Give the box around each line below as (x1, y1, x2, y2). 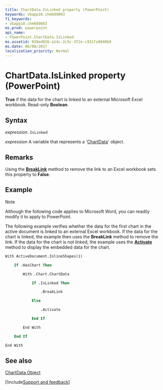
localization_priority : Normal (5, 48, 70, 53)
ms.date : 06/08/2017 (5, 44, 48, 49)
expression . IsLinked (5, 129, 48, 135)
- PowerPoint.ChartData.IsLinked (5, 35, 74, 40)
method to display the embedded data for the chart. (5, 244, 111, 250)
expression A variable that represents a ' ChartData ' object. (5, 139, 124, 145)
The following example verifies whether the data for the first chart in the (5, 223, 152, 229)
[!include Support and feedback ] (5, 379, 70, 385)
